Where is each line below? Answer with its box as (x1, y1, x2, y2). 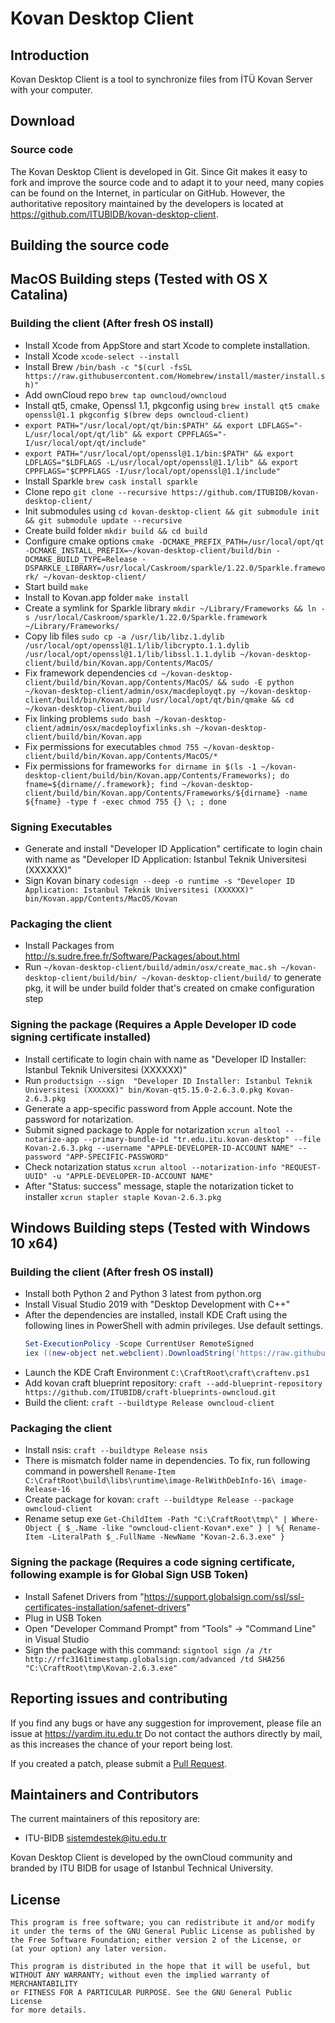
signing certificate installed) (10, 1030, 152, 1044)
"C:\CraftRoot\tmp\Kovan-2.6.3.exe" (24, 1663, 178, 1673)
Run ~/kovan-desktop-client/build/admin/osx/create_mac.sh (24, 961, 277, 973)
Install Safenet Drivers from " (24, 1590, 145, 1602)
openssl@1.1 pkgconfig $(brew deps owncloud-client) (24, 410, 250, 420)
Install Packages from (24, 940, 115, 952)
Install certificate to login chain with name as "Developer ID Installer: (24, 1053, 307, 1065)
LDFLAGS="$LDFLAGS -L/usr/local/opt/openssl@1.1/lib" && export (24, 457, 299, 467)
